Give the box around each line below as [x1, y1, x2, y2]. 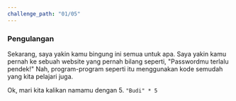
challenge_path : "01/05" [7, 10, 81, 18]
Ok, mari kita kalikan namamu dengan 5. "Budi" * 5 [7, 85, 158, 94]
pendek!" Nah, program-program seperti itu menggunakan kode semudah [7, 64, 223, 73]
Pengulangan [7, 33, 55, 43]
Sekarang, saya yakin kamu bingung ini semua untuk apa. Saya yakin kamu [7, 49, 227, 58]
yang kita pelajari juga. [7, 72, 74, 81]
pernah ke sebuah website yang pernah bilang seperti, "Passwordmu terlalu [7, 57, 229, 66]
